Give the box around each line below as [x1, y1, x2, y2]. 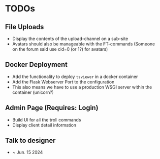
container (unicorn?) [12, 89, 54, 95]
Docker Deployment [5, 60, 68, 69]
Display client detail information [12, 122, 76, 128]
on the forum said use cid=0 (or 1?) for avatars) [12, 46, 108, 52]
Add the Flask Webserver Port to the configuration [12, 79, 115, 84]
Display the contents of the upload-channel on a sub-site [12, 36, 128, 41]
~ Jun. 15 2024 [12, 149, 43, 156]
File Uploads [5, 23, 44, 31]
